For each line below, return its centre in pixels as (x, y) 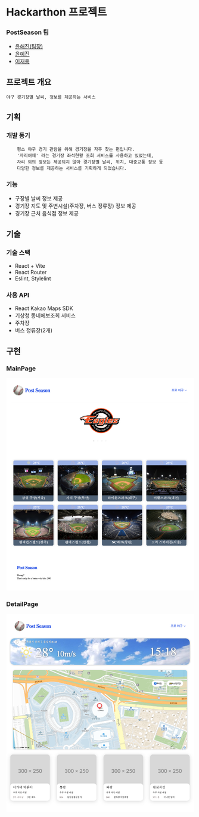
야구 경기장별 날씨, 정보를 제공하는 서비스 (51, 97)
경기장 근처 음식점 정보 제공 (47, 213)
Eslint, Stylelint (33, 278)
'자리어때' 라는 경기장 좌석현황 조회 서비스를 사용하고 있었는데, (85, 156)
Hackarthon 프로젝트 (57, 12)
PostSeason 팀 (28, 32)
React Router (31, 272)
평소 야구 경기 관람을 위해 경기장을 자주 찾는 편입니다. (76, 149)
